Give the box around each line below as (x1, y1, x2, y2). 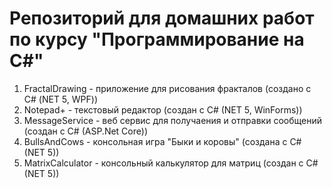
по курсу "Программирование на (9, 28, 305, 51)
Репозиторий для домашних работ (9, 7, 315, 30)
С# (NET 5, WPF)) (23, 93, 98, 105)
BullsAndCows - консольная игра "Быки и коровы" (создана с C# (23, 135, 302, 147)
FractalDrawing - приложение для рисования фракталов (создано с (23, 82, 312, 94)
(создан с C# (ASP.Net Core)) (23, 125, 148, 137)
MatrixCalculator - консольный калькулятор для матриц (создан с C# (23, 157, 319, 169)
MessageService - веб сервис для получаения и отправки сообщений (23, 114, 322, 126)
